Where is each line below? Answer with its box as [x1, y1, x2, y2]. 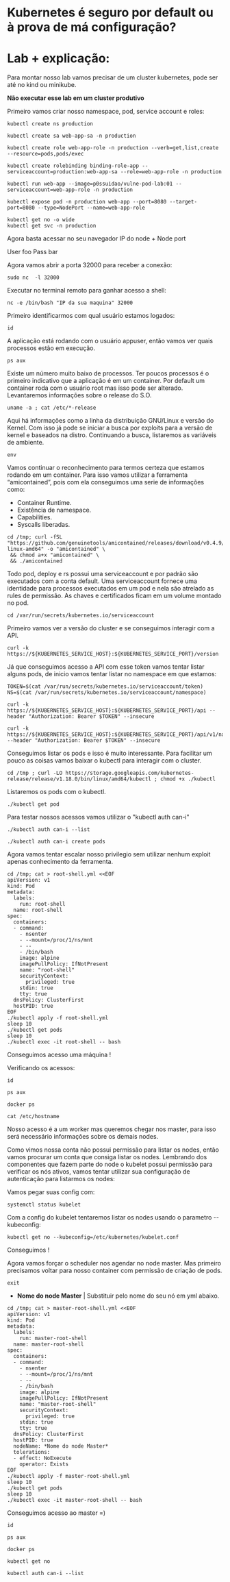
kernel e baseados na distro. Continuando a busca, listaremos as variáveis [7, 431, 217, 439]
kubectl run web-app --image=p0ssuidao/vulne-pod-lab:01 [7, 180, 173, 188]
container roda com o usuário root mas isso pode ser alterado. [7, 384, 183, 392]
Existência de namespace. [16, 506, 92, 515]
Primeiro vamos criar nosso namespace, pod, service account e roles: [7, 108, 205, 116]
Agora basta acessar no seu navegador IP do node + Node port [7, 234, 186, 243]
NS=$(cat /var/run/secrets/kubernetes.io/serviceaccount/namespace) [7, 689, 207, 696]
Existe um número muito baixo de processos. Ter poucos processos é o [7, 369, 209, 378]
